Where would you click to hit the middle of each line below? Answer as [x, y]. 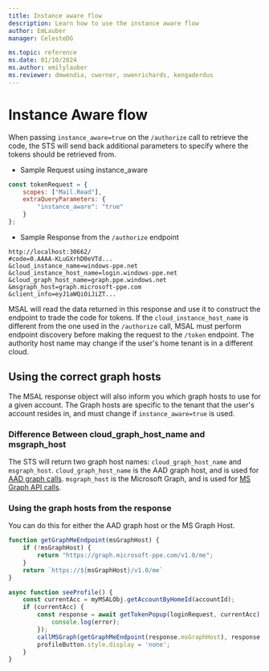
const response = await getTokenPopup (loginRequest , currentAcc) [149, 615]
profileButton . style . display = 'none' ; [104, 644]
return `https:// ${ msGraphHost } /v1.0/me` [93, 570]
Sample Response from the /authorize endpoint [99, 237]
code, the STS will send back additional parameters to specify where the [128, 145]
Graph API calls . [35, 488]
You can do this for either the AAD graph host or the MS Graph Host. [122, 526]
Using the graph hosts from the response [90, 508]
